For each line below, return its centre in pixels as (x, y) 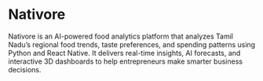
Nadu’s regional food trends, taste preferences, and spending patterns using (132, 44)
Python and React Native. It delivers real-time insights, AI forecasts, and (124, 53)
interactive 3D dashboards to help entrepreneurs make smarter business (126, 61)
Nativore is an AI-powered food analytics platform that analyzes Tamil (121, 36)
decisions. (25, 69)
